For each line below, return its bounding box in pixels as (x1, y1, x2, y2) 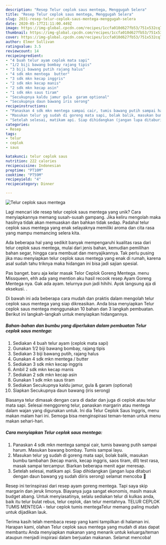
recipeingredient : (5, 53, 43, 58)
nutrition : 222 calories (5, 159, 57, 164)
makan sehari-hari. (5, 418, 44, 424)
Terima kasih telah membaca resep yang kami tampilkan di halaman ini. (5, 518, 150, 524)
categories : (5, 122, 30, 127)
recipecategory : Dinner (5, 181, 55, 187)
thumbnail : (5, 30, 28, 35)
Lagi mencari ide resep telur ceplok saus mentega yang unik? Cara (5, 209, 141, 215)
